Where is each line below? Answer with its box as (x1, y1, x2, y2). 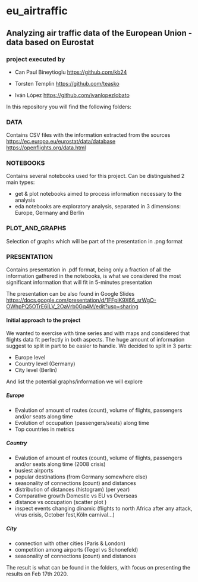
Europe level (14, 354, 46, 361)
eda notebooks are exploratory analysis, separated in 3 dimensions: (14, 203, 181, 210)
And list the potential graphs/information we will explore (6, 378, 143, 385)
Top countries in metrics (14, 425, 75, 433)
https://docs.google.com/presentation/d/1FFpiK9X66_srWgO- (6, 296, 156, 304)
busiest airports (14, 467, 54, 474)
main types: (6, 179, 35, 186)
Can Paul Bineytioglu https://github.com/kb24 (14, 68, 127, 76)
